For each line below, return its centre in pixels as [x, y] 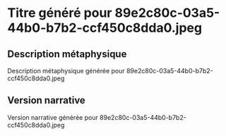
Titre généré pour [60, 13]
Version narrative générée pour [53, 117]
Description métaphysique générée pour [66, 71]
